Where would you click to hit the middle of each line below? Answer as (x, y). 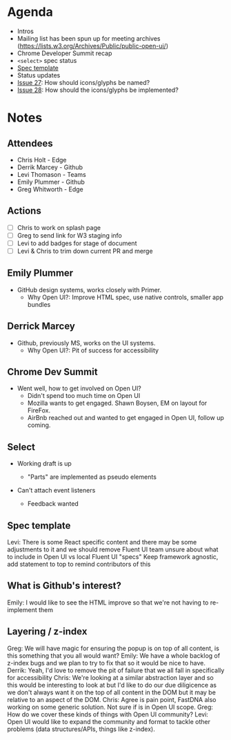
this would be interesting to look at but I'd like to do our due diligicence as (112, 685)
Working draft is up (44, 464)
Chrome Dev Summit (52, 372)
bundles (39, 304)
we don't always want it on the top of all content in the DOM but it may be (111, 692)
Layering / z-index (47, 632)
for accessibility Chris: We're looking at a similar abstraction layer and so (110, 677)
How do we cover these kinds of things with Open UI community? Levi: (108, 714)
